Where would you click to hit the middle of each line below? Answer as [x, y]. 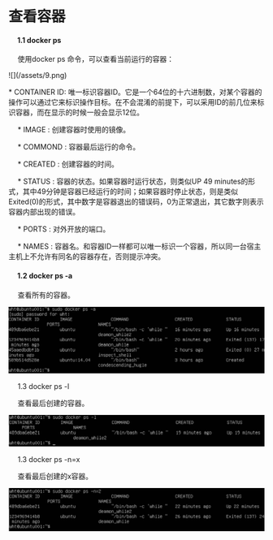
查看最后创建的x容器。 [55, 476]
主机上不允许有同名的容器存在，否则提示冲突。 [87, 257]
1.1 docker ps [39, 40]
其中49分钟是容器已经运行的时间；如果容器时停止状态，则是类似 [130, 192]
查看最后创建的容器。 [53, 403]
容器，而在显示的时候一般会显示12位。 [80, 112]
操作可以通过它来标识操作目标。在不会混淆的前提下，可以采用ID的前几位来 [133, 102]
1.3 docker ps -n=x [49, 459]
